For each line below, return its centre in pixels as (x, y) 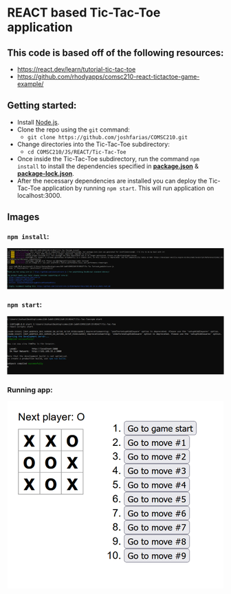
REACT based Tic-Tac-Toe (84, 13)
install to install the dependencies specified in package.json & (108, 166)
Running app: (30, 390)
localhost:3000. (39, 195)
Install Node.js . (38, 122)
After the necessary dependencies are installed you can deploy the (112, 181)
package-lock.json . (45, 173)
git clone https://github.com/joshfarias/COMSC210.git (107, 137)
